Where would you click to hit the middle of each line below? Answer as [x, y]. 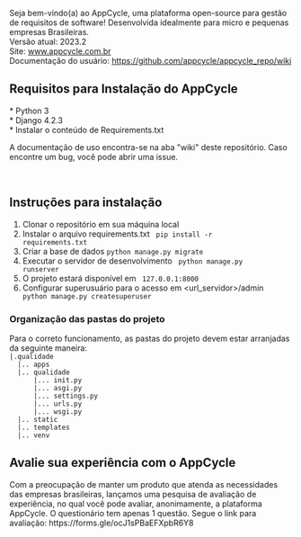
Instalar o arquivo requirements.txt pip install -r [117, 234]
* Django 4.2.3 [36, 120]
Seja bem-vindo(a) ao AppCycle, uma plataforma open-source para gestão [148, 13]
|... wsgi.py [58, 412]
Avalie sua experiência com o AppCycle [123, 463]
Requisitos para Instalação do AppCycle [124, 89]
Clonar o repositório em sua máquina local [101, 224]
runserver [41, 269]
